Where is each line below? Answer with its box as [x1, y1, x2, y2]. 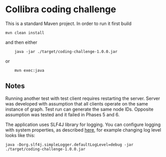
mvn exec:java [14, 68, 44, 73]
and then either [5, 39, 37, 45]
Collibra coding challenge [5, 4, 116, 15]
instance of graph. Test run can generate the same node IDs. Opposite [5, 106, 154, 112]
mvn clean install [5, 30, 44, 35]
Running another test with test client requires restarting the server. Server [5, 95, 160, 101]
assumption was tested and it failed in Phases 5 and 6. [5, 111, 120, 118]
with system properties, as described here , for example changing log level [5, 126, 161, 133]
